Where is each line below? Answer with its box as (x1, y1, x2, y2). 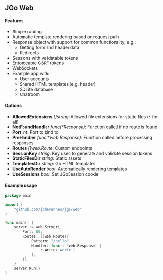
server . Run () (14, 266, 41, 271)
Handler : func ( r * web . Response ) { (31, 243, 102, 248)
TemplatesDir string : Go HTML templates (12, 160, 96, 166)
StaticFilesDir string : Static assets (12, 155, 82, 161)
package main (5, 193, 32, 198)
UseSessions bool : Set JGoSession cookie (12, 171, 99, 177)
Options (5, 103, 22, 109)
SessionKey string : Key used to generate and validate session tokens (12, 150, 153, 156)
